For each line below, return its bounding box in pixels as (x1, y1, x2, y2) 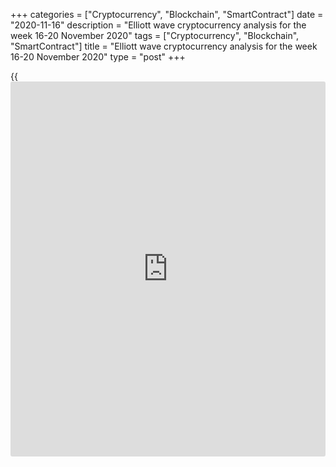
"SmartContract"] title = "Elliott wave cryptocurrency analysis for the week (10, 40, 318, 52)
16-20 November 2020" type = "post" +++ (10, 51, 186, 63)
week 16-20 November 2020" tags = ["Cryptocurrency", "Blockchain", (10, 30, 300, 41)
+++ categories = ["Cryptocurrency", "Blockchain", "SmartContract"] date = (10, 9, 324, 20)
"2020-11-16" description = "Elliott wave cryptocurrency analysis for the (10, 19, 307, 31)
